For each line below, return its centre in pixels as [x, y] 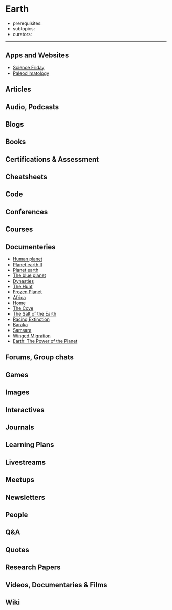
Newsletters [25, 497]
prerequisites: [27, 23]
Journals [20, 428]
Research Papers [33, 568]
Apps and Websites [37, 55]
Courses [19, 229]
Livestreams [26, 462]
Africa [19, 298]
